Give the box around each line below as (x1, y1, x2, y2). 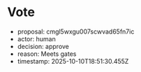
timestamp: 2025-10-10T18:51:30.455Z (17, 57, 129, 65)
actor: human (17, 34, 56, 43)
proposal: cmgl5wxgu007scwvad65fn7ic (17, 27, 135, 36)
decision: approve (17, 42, 70, 50)
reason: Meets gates (17, 50, 77, 58)
